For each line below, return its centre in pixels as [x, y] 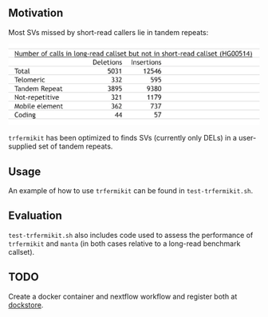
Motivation [36, 13]
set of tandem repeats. [76, 146]
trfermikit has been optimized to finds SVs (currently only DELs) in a [123, 138]
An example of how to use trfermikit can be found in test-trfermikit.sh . [131, 191]
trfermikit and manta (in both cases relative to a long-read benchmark [124, 244]
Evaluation [35, 216]
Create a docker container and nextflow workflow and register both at [123, 296]
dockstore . [26, 305]
